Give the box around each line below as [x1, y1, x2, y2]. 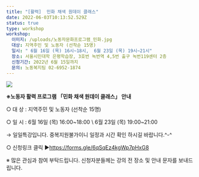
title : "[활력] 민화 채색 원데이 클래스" [6, 8, 99, 15]
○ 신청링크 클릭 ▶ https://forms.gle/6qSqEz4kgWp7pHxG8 [6, 144, 149, 151]
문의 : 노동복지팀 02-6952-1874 [11, 64, 81, 71]
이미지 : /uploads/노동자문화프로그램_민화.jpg [11, 37, 113, 43]
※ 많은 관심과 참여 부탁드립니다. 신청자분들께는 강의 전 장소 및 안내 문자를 [6, 157, 177, 164]
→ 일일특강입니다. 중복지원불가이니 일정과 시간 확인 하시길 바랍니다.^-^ [6, 131, 173, 139]
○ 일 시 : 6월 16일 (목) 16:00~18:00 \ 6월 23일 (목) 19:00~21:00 [6, 118, 158, 126]
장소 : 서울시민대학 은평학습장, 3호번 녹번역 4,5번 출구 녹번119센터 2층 [11, 53, 167, 59]
